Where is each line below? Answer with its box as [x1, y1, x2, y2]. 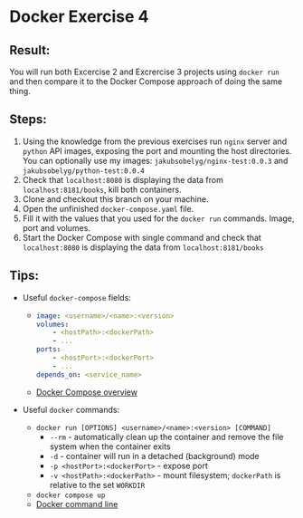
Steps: [9, 111, 47, 128]
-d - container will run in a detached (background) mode [49, 450, 260, 461]
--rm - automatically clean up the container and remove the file [49, 431, 284, 442]
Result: [9, 43, 51, 58]
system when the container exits [49, 441, 171, 452]
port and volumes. [22, 222, 90, 233]
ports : [35, 345, 62, 354]
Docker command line [35, 498, 118, 509]
